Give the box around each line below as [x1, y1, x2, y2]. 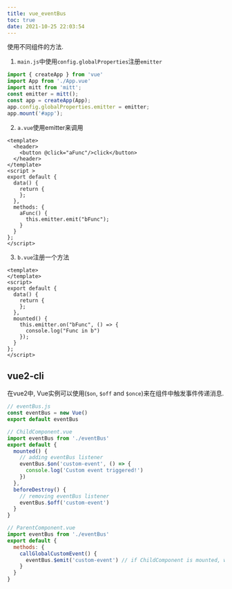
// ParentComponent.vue [7, 525, 76, 532]
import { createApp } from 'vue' [7, 71, 104, 78]
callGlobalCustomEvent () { [19, 550, 97, 557]
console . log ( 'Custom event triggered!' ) [25, 467, 144, 474]
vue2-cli [7, 370, 44, 382]
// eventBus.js [7, 403, 51, 410]
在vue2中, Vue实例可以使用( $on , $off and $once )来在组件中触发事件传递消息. [7, 389, 224, 398]
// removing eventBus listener [19, 492, 110, 500]
